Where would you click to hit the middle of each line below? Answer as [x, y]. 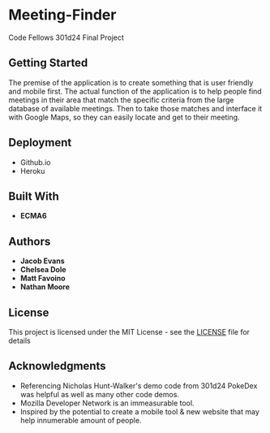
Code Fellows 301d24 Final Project [66, 37]
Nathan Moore [45, 287]
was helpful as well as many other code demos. [100, 394]
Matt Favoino [43, 279]
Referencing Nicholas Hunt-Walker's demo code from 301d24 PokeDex [139, 385]
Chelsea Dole [43, 270]
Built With [34, 196]
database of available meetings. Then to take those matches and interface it [135, 108]
